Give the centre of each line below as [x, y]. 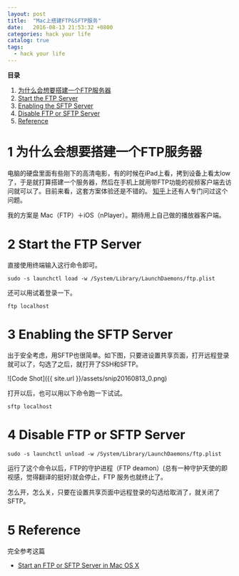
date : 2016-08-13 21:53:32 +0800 [60, 27]
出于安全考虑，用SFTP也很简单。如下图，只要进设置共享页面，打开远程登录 [118, 355]
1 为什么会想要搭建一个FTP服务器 [105, 152]
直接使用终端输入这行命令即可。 [54, 265]
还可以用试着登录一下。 [42, 293]
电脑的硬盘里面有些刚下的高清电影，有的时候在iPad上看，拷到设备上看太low [119, 173]
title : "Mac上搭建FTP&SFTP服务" [54, 21]
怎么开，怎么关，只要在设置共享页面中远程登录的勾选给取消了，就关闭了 [113, 492]
